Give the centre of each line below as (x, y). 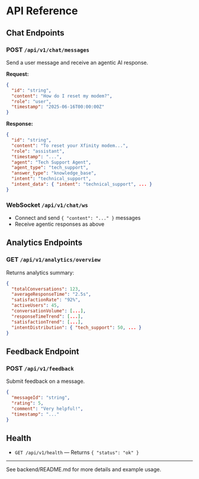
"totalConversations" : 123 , (46, 289)
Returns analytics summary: (40, 272)
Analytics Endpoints (44, 243)
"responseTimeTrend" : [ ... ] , (47, 316)
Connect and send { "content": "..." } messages (78, 218)
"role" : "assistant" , (38, 151)
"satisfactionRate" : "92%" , (46, 300)
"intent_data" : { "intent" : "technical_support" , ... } (82, 184)
